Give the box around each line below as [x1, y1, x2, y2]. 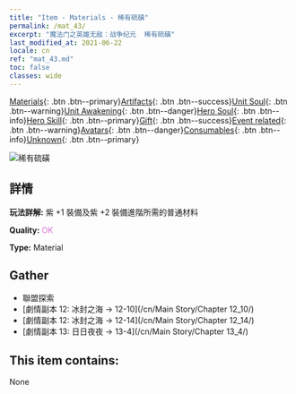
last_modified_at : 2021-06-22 [9, 38, 123, 47]
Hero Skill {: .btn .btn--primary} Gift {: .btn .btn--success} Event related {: [26, 115, 287, 125]
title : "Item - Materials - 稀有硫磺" [9, 13, 150, 22]
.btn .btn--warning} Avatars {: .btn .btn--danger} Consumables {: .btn [9, 124, 257, 135]
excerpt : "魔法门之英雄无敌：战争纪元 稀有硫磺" [9, 30, 176, 39]
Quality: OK [9, 225, 54, 236]
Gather [9, 268, 49, 283]
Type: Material [9, 242, 64, 253]
